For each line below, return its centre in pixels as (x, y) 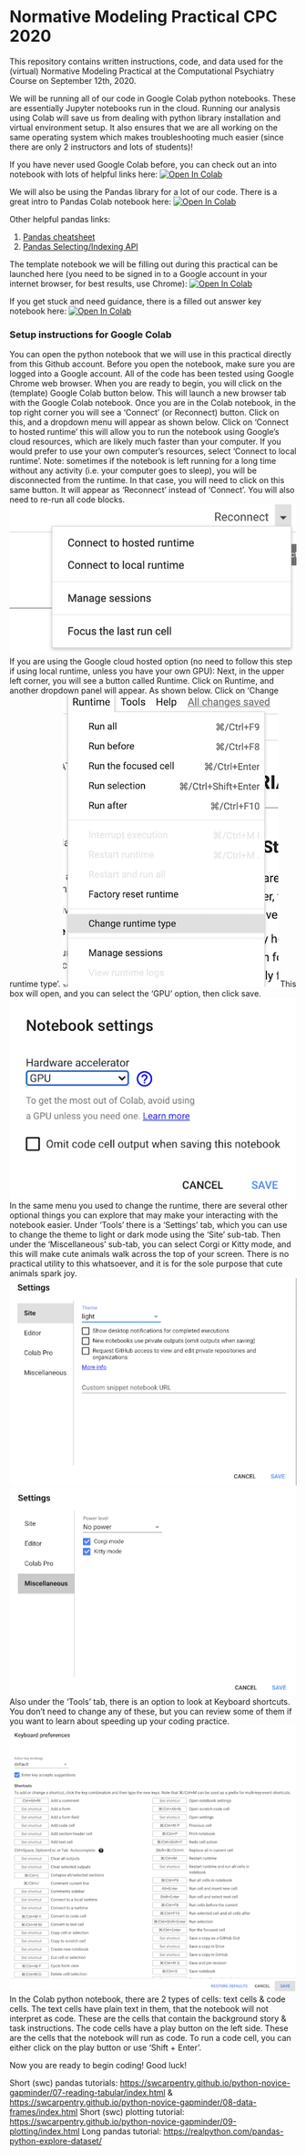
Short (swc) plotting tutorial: (132, 2112)
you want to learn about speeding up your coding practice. (120, 1721)
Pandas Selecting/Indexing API (80, 246)
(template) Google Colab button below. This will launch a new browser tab (148, 393)
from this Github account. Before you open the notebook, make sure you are (153, 364)
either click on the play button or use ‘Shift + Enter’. (106, 2047)
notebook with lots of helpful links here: (83, 174)
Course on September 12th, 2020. (73, 80)
